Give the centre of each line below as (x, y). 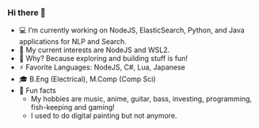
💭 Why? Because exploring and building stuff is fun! (103, 58)
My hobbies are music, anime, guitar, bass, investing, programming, (141, 99)
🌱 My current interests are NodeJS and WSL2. (94, 50)
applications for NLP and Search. (73, 42)
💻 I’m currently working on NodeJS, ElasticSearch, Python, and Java (131, 30)
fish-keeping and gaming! (73, 107)
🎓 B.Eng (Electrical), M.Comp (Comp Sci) (87, 79)
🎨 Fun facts (37, 91)
